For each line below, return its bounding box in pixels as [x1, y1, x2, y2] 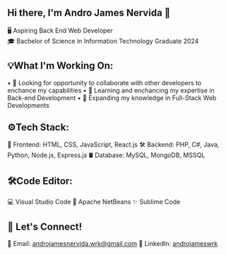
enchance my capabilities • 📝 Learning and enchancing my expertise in [7, 86, 215, 94]
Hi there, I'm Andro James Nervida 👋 [7, 7, 171, 19]
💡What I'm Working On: [7, 60, 114, 72]
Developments [7, 101, 49, 109]
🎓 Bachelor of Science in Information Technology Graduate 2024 [7, 37, 199, 45]
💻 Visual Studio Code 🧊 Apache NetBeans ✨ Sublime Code [7, 198, 181, 206]
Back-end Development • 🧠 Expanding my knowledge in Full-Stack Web [7, 93, 217, 102]
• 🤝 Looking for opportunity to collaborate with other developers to [7, 78, 202, 87]
